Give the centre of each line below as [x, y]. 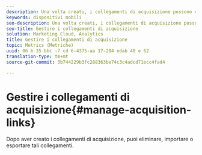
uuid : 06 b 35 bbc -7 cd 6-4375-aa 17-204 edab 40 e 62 [78, 51]
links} [21, 122]
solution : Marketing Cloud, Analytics [55, 34]
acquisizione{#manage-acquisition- [99, 110]
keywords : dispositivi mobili [44, 17]
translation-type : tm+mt [37, 56]
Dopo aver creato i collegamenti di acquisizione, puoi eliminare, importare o [100, 139]
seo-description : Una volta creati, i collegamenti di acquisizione [94, 23]
